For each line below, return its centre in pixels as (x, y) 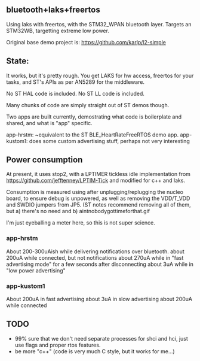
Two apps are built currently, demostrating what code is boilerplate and (94, 117)
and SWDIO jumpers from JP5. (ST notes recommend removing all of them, (99, 205)
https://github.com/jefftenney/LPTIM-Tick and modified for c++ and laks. (96, 181)
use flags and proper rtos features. (58, 345)
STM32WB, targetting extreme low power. (58, 31)
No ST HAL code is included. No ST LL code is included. (76, 93)
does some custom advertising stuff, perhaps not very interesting (109, 141)
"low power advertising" (36, 270)
